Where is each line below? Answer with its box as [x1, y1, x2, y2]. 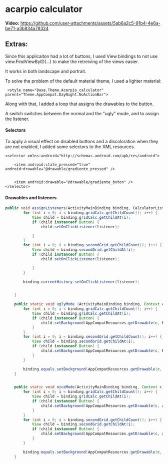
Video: [5, 20, 19, 26]
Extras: [5, 40, 28, 49]
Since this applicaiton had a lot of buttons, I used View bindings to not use [5, 53, 158, 59]
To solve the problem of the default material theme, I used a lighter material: [5, 78, 161, 84]
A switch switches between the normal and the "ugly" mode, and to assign [5, 110, 159, 116]
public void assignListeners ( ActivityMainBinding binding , [5, 206, 131, 211]
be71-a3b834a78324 [5, 25, 49, 31]
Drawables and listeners [5, 194, 57, 201]
